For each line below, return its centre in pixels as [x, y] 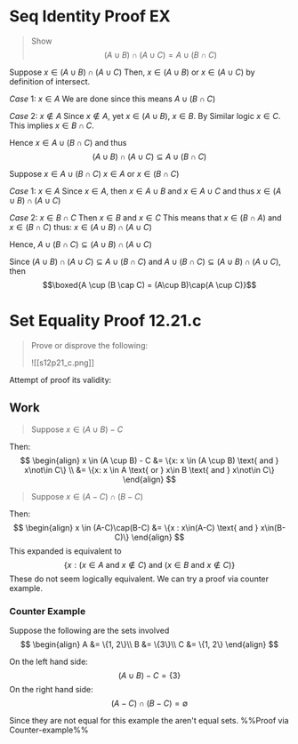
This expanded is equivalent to [65, 551]
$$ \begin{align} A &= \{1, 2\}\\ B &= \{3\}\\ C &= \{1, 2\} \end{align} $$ [149, 644]
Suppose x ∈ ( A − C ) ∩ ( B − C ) [87, 496]
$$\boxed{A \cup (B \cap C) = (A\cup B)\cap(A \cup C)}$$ [149, 284]
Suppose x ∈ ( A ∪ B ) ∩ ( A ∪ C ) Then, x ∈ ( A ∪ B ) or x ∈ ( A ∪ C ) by [132, 72]
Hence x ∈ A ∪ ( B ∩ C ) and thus [68, 142]
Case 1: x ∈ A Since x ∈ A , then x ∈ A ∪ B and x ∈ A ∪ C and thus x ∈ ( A [145, 191]
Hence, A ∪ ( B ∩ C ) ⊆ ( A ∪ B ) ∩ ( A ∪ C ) [81, 244]
